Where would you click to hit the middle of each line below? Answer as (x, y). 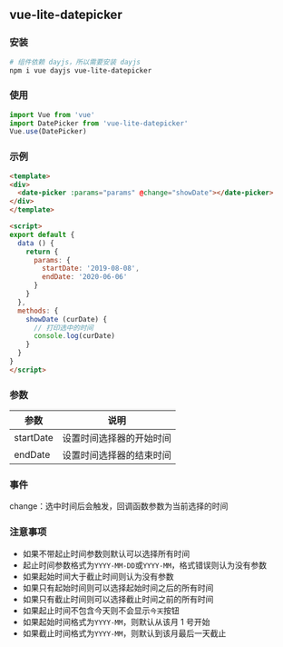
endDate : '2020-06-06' (85, 277)
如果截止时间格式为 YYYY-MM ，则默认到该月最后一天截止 (124, 633)
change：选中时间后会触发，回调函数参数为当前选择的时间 (119, 506)
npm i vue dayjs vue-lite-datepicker (81, 70)
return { (42, 252)
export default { (42, 234)
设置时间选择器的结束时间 (117, 455)
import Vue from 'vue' (52, 114)
